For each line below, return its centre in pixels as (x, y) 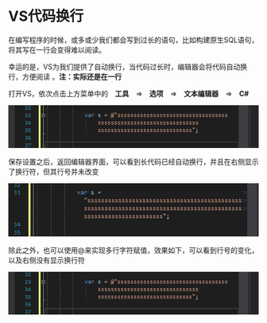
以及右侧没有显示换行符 (46, 260)
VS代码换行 (46, 16)
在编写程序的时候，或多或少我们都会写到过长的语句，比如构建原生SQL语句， (133, 40)
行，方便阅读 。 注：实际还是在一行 (65, 76)
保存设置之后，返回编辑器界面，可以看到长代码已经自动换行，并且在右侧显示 (133, 162)
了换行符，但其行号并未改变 (54, 172)
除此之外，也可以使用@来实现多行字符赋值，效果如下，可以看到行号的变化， (133, 250)
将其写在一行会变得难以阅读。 (57, 49)
